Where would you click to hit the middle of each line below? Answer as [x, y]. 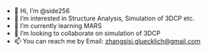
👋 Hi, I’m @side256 [42, 11]
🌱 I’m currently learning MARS [58, 26]
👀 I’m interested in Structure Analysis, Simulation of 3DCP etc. [104, 18]
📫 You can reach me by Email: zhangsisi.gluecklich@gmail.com [107, 41]
